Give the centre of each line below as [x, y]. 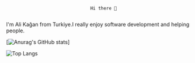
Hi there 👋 [103, 8]
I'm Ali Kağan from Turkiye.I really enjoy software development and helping [98, 24]
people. [15, 31]
